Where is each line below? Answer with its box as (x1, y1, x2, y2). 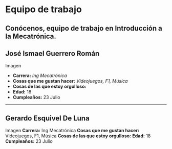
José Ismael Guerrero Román (5, 49, 100, 58)
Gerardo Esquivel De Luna (5, 114, 90, 122)
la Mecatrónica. (5, 32, 56, 40)
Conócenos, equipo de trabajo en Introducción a (5, 24, 162, 33)
